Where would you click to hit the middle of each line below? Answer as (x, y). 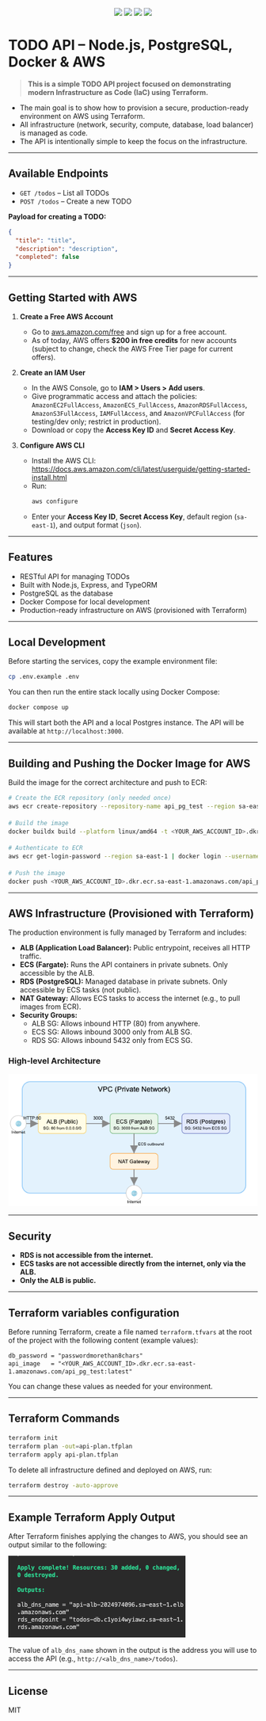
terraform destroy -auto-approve (63, 1485)
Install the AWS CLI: (64, 460)
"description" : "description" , (67, 249)
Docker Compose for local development (85, 601)
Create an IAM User (52, 372)
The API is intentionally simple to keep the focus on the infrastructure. (133, 141)
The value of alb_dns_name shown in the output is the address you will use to (133, 1651)
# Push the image (37, 873)
